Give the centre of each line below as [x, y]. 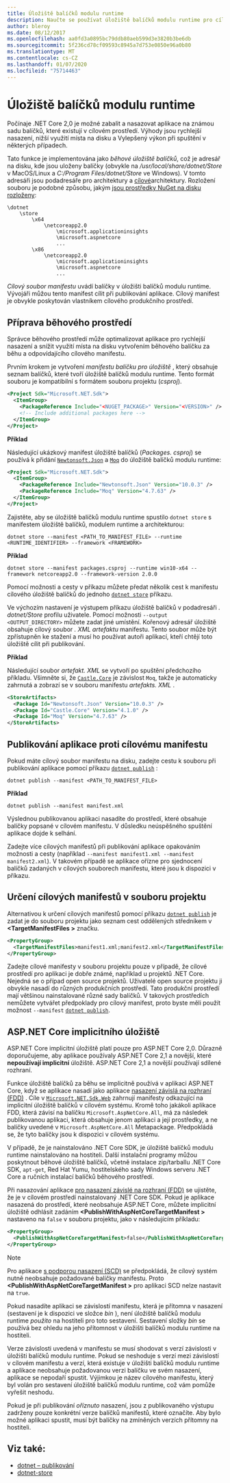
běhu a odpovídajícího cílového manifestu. [67, 354]
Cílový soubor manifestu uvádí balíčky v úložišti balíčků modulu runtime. [109, 286]
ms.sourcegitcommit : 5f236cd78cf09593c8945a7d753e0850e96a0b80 [99, 45]
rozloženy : [22, 195]
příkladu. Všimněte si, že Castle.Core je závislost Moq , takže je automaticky [112, 677]
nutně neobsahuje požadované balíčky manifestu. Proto [86, 1278]
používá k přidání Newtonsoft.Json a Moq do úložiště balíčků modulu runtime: [114, 459]
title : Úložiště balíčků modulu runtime [66, 13]
